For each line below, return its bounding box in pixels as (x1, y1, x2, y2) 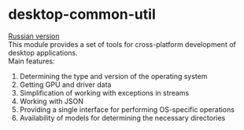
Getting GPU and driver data (19, 80, 112, 89)
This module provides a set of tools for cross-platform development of (8, 39, 236, 49)
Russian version (8, 31, 61, 41)
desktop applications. (8, 48, 78, 57)
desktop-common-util (8, 5, 156, 23)
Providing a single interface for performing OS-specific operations (19, 104, 235, 114)
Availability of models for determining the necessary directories (19, 113, 226, 122)
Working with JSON (19, 96, 84, 106)
